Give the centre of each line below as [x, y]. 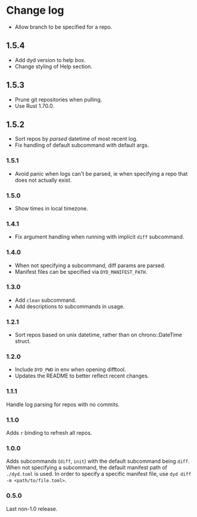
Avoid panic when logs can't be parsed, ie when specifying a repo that [101, 174]
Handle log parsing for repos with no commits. [63, 404]
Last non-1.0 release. [32, 509]
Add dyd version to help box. [50, 60]
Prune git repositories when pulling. [58, 100]
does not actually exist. [43, 180]
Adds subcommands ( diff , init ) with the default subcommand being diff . [98, 461]
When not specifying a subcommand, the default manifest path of [87, 468]
